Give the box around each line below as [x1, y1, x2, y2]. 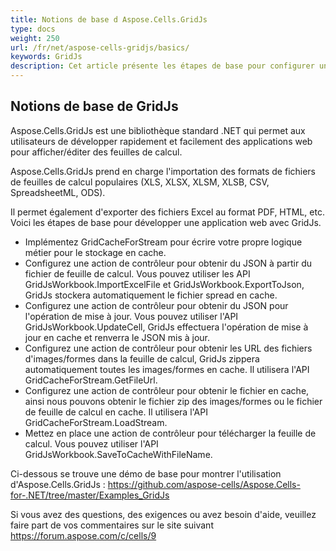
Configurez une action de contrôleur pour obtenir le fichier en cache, [24, 384, 310, 396]
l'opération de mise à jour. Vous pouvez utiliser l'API [24, 310, 239, 322]
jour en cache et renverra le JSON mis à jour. [24, 331, 210, 343]
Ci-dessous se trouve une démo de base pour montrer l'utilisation [10, 467, 282, 480]
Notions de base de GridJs [10, 98, 179, 115]
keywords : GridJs [10, 52, 83, 62]
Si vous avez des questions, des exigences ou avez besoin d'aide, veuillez [10, 508, 317, 520]
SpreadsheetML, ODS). [10, 186, 106, 198]
